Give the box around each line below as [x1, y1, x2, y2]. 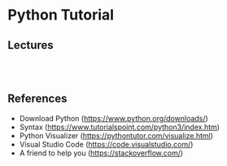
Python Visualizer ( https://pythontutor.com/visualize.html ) [19, 130, 213, 140]
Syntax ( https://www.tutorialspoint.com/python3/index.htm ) [19, 122, 220, 132]
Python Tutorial [7, 6, 115, 24]
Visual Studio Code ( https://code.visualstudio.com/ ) [19, 139, 194, 149]
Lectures [7, 38, 54, 52]
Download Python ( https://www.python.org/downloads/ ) [19, 113, 208, 123]
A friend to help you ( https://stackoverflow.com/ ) [19, 148, 184, 158]
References [7, 92, 68, 106]
